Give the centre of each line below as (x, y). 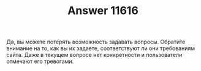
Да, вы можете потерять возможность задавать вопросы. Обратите (96, 42)
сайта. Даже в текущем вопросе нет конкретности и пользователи (94, 55)
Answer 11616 (103, 11)
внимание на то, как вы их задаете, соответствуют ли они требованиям (100, 48)
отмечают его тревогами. (40, 61)
